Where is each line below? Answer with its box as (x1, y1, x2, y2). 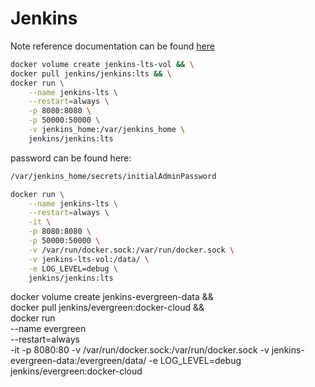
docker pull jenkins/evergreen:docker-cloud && (10, 302, 205, 314)
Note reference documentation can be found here (10, 40, 215, 52)
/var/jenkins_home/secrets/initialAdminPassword (10, 171, 217, 181)
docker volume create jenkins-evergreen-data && (10, 291, 214, 303)
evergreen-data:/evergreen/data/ (10, 355, 147, 367)
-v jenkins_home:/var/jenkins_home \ (28, 125, 186, 135)
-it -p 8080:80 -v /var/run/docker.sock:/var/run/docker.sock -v (10, 344, 270, 356)
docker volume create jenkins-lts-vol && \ (10, 59, 195, 69)
